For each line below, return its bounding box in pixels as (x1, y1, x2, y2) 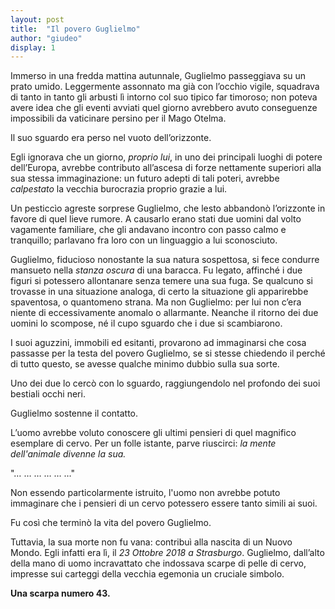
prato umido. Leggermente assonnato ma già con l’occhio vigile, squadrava (10, 81, 320, 93)
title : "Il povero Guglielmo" (10, 24, 141, 34)
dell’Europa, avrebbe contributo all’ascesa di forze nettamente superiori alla (10, 162, 322, 174)
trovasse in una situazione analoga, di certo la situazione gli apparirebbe (10, 286, 309, 298)
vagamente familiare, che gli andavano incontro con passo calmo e (10, 224, 287, 236)
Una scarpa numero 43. (10, 587, 111, 600)
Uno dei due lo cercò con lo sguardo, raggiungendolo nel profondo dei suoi (10, 377, 321, 390)
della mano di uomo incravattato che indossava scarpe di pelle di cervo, (10, 557, 307, 570)
